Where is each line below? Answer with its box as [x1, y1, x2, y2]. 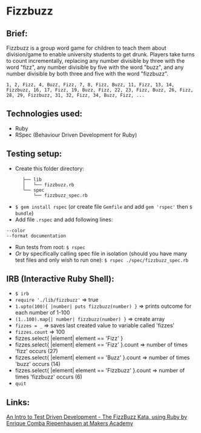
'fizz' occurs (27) [15, 348, 59, 355]
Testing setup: [6, 149, 62, 159]
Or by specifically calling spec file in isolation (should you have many [15, 250, 188, 257]
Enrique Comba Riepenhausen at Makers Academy [6, 420, 133, 427]
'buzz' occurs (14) [15, 360, 61, 368]
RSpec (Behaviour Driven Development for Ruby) [15, 131, 137, 138]
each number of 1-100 [15, 309, 70, 316]
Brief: [6, 28, 28, 39]
